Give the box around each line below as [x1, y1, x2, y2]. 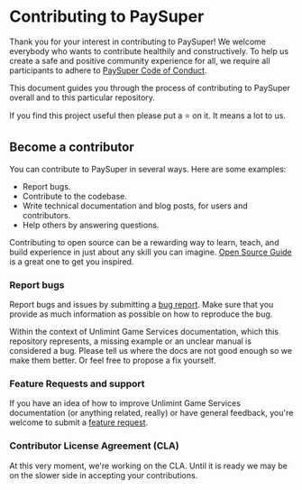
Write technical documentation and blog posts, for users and [22, 200, 248, 211]
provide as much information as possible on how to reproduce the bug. [9, 309, 273, 319]
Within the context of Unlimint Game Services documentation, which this [9, 327, 279, 337]
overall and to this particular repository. [9, 92, 156, 103]
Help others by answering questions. [22, 219, 160, 230]
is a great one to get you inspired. [9, 255, 134, 267]
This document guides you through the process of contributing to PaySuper [9, 82, 290, 93]
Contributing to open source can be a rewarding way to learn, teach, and [9, 236, 279, 247]
